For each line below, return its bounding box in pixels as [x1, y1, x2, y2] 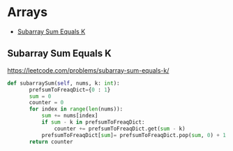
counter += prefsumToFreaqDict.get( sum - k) [54, 125, 186, 132]
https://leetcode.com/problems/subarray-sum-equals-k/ [7, 66, 170, 74]
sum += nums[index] [41, 113, 98, 120]
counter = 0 [29, 99, 64, 106]
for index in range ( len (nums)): [29, 106, 123, 113]
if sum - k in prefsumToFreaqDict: [41, 119, 145, 126]
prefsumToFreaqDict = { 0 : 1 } [29, 86, 111, 93]
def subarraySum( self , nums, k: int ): [7, 80, 120, 87]
